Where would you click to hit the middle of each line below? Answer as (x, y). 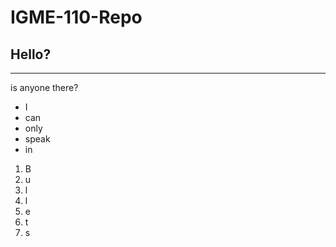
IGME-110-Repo (76, 17)
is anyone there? (44, 87)
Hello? (31, 54)
